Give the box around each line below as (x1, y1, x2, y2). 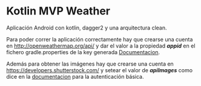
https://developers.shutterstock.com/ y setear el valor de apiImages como (6, 66, 193, 73)
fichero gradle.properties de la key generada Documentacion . (6, 48, 160, 55)
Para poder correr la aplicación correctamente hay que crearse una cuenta (6, 35, 193, 43)
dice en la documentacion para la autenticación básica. (6, 73, 144, 80)
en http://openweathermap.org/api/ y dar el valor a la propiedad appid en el (6, 42, 196, 49)
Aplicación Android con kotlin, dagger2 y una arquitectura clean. (6, 24, 167, 31)
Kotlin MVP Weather (6, 4, 111, 18)
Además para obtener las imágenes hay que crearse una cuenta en (6, 60, 174, 67)
